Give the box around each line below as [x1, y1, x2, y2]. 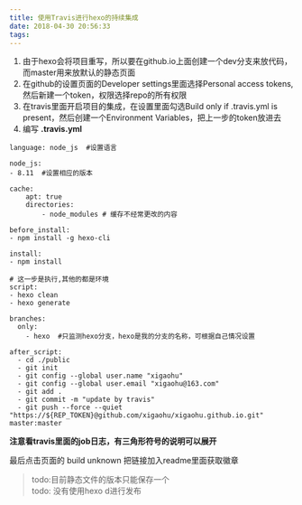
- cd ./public [17, 356, 70, 365]
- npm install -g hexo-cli [9, 234, 111, 243]
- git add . [17, 388, 63, 397]
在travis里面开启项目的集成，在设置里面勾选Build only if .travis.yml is [22, 101, 278, 112]
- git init [17, 363, 59, 373]
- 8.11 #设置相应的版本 [9, 169, 93, 178]
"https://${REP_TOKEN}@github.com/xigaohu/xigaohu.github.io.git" [9, 411, 264, 420]
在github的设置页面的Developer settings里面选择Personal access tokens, [22, 79, 294, 89]
